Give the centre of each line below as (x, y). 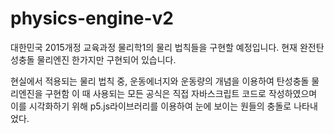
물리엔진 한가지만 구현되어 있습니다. (106, 59)
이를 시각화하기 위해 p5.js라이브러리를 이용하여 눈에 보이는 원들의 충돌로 (151, 106)
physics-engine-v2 (92, 18)
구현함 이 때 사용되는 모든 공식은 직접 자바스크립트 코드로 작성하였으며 (181, 93)
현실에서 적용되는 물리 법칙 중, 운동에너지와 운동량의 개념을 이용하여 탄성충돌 (160, 81)
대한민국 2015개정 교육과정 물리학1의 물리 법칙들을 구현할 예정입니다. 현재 (154, 47)
